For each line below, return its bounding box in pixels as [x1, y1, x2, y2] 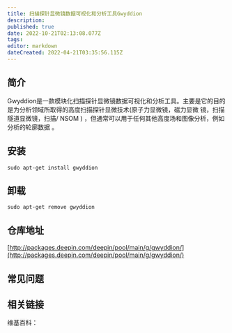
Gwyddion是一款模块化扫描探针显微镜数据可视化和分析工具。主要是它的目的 [7, 96, 226, 105]
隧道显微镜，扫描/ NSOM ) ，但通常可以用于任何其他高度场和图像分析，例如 [7, 114, 225, 122]
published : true [7, 23, 54, 30]
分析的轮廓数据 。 [7, 123, 58, 131]
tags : [7, 36, 23, 43]
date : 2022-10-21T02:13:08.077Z [7, 29, 101, 37]
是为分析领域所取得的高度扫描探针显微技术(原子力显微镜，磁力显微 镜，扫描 [7, 105, 225, 114]
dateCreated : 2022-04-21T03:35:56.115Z [7, 50, 123, 57]
